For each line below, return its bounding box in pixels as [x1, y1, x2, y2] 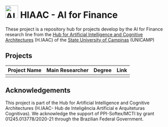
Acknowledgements [5, 86, 71, 95]
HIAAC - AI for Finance [20, 9, 118, 21]
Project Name [8, 67, 42, 74]
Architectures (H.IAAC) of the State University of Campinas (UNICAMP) [5, 37, 155, 43]
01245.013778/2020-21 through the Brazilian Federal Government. [5, 116, 144, 122]
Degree [93, 67, 112, 74]
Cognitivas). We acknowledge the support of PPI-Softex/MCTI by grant [5, 110, 154, 116]
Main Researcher [46, 67, 89, 74]
